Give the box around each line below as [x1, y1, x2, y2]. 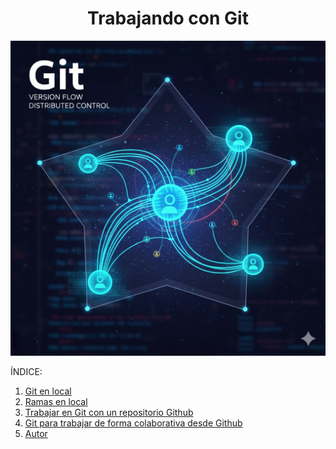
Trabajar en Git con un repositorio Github [24, 406, 194, 418]
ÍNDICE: [10, 365, 43, 377]
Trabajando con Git [87, 7, 249, 30]
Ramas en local [24, 395, 88, 407]
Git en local [24, 385, 72, 397]
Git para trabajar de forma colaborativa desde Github [24, 417, 243, 429]
